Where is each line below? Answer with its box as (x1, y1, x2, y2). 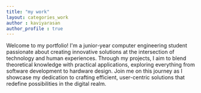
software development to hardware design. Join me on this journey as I (6, 67, 182, 75)
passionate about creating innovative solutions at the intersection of (6, 49, 175, 56)
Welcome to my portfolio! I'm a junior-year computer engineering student (6, 42, 188, 49)
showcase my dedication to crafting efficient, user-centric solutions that (6, 74, 185, 81)
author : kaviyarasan (6, 20, 61, 26)
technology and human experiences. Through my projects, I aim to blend (6, 55, 187, 62)
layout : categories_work (6, 14, 69, 20)
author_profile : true (6, 25, 63, 32)
